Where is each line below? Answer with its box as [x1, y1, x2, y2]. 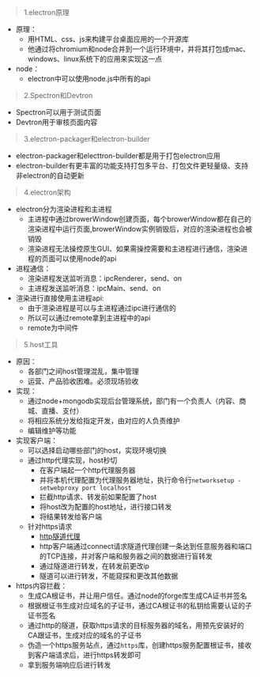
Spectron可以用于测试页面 [15, 108, 101, 117]
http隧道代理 [39, 531, 81, 541]
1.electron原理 [23, 8, 70, 17]
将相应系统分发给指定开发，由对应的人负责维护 [27, 416, 180, 425]
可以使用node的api [55, 254, 117, 263]
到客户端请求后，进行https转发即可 [27, 650, 141, 660]
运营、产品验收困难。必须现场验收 [27, 376, 139, 386]
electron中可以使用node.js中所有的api [27, 74, 151, 83]
